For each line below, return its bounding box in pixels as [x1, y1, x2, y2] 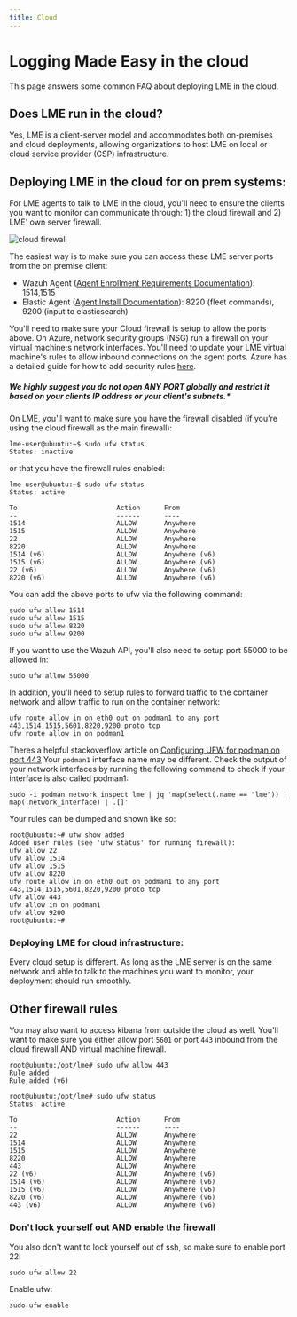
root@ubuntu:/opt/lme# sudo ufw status [9, 1092, 157, 1101]
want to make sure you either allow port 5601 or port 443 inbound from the [9, 1035, 278, 1045]
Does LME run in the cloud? [9, 106, 164, 121]
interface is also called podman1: [9, 773, 129, 784]
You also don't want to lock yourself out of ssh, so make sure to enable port [9, 1242, 285, 1252]
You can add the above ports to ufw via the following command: [9, 589, 243, 600]
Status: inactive [9, 447, 74, 457]
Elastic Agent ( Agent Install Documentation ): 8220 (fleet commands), [21, 296, 275, 307]
